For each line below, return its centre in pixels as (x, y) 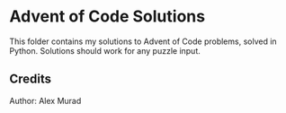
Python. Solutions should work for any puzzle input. (105, 50)
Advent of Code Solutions (107, 17)
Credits (31, 79)
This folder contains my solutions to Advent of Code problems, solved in (143, 41)
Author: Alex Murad (45, 100)
